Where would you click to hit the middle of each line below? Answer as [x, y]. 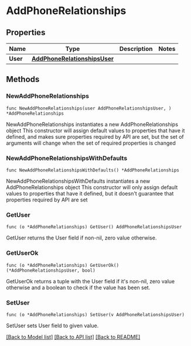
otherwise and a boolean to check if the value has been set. [78, 287]
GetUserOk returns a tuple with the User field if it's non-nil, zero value [90, 281]
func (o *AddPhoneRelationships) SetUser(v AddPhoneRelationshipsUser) [95, 314]
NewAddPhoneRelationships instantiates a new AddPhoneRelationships [92, 124]
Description [136, 49]
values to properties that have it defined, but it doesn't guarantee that [90, 193]
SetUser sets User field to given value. [52, 326]
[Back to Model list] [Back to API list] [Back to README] [73, 337]
